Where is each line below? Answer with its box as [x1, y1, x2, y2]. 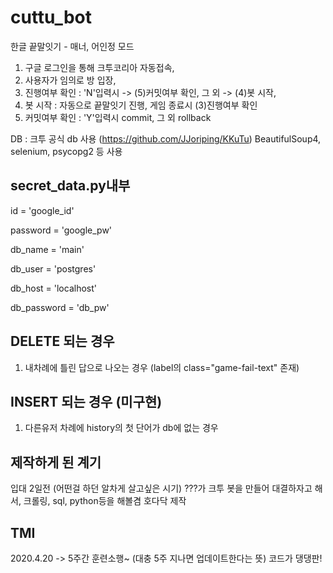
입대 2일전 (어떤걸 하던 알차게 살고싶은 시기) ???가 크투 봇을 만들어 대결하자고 [10, 482, 313, 495]
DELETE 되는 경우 [10, 333, 115, 350]
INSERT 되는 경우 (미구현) [10, 393, 163, 410]
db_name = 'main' [10, 243, 85, 255]
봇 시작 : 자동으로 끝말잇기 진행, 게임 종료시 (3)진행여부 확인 [24, 99, 258, 111]
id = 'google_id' [10, 204, 75, 216]
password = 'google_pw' [10, 224, 113, 236]
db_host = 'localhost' [10, 282, 97, 294]
